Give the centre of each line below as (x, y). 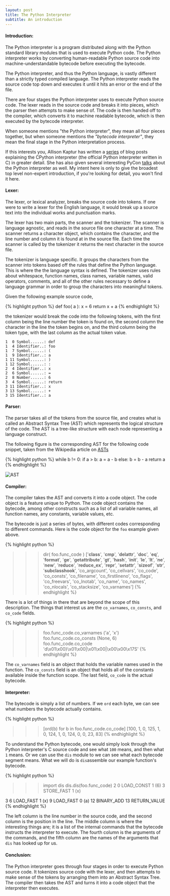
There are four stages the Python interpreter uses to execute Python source (84, 99)
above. (12, 535)
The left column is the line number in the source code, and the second (79, 816)
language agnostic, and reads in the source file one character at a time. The (84, 228)
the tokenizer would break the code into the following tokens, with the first (83, 316)
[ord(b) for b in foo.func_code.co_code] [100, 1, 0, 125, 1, (102, 729)
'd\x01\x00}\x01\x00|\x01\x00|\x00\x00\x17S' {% (94, 649)
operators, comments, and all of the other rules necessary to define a (78, 281)
